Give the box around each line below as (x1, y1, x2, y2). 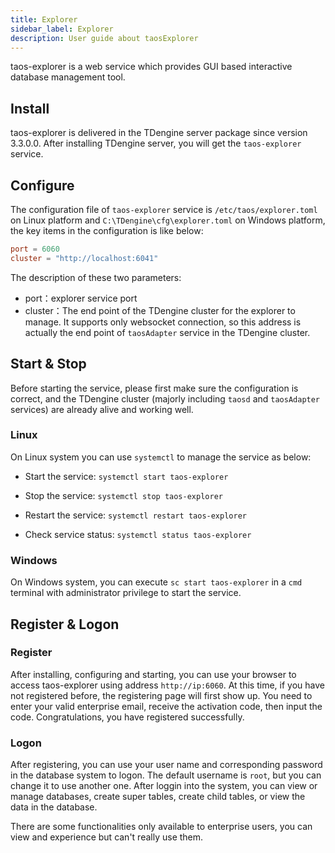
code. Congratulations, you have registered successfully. (10, 711, 245, 723)
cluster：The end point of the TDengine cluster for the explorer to (24, 304, 296, 316)
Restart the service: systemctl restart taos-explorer (24, 509, 247, 521)
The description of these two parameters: (10, 271, 182, 283)
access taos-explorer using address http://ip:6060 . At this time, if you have (10, 679, 325, 691)
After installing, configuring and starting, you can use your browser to (10, 668, 297, 680)
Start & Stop (10, 356, 87, 373)
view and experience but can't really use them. (10, 831, 204, 843)
